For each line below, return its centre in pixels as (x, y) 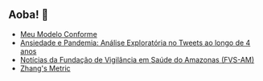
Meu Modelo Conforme (59, 34)
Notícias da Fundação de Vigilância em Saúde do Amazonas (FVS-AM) (137, 59)
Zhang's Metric (45, 68)
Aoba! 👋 (29, 15)
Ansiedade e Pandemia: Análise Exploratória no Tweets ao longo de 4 (135, 43)
